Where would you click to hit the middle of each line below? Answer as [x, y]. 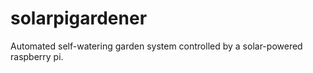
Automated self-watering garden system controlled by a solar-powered [156, 46]
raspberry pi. [37, 56]
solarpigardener [79, 18]
